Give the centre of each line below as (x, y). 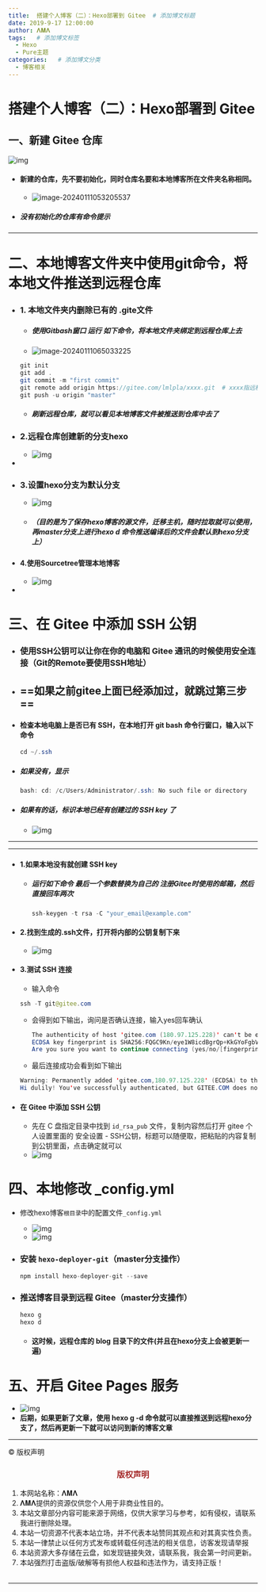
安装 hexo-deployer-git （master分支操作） (102, 1259)
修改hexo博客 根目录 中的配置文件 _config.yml (91, 1213)
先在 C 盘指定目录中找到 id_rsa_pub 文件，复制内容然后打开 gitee (137, 1126)
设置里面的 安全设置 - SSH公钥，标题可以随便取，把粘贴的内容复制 (147, 1136)
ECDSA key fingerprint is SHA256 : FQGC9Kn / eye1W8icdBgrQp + (129, 1042)
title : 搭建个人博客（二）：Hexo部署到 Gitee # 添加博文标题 (102, 15)
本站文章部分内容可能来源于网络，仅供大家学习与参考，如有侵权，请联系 (137, 1513)
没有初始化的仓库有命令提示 (65, 216)
